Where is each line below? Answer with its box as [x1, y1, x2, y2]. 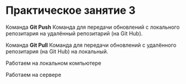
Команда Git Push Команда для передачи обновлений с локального [5, 23, 180, 31]
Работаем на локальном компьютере [5, 59, 102, 67]
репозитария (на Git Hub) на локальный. [5, 47, 108, 55]
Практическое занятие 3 [5, 4, 136, 17]
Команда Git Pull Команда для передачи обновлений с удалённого [5, 41, 177, 49]
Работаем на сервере [5, 71, 62, 78]
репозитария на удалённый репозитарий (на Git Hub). [5, 29, 143, 37]
